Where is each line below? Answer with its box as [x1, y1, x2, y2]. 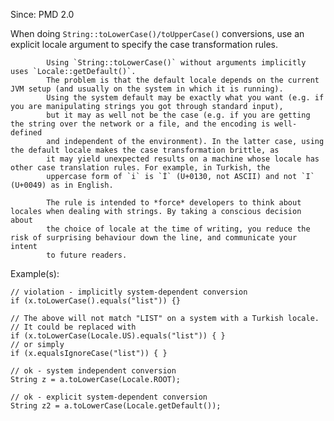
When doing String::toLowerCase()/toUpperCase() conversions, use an [10, 28, 305, 39]
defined [10, 128, 43, 138]
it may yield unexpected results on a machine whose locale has [46, 154, 320, 164]
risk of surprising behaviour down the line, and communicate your [10, 233, 298, 243]
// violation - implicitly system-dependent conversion [10, 287, 248, 297]
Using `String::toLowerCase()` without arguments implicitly [46, 58, 307, 68]
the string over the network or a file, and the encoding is [10, 119, 271, 129]
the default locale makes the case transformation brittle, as [10, 145, 280, 155]
